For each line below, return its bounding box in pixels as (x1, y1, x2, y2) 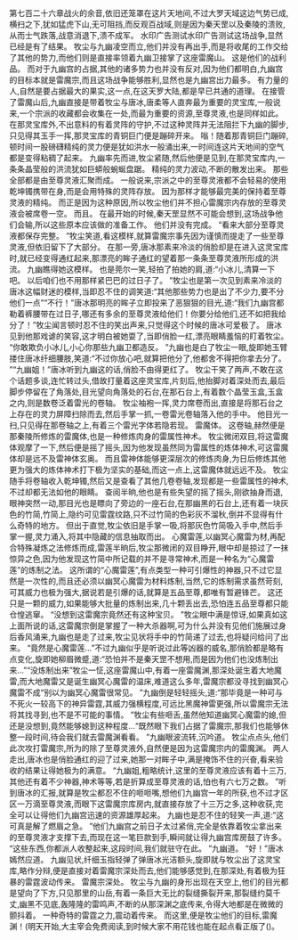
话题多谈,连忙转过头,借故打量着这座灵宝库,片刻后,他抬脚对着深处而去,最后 (16, 375, 286, 386)
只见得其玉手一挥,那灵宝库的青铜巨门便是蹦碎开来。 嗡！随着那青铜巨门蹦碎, (9, 130, 289, 141)
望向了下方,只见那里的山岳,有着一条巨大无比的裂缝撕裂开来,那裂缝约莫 (16, 887, 274, 898)
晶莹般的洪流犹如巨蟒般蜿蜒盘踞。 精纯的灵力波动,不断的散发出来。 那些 (24, 164, 289, 174)
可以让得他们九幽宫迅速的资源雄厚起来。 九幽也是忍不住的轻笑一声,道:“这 (16, 810, 285, 820)
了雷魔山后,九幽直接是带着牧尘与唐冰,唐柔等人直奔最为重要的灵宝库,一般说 (9, 97, 282, 107)
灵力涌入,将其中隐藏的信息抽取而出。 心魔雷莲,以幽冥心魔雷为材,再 (35, 531, 278, 542)
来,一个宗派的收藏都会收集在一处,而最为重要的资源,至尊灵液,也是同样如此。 (9, 108, 284, 119)
